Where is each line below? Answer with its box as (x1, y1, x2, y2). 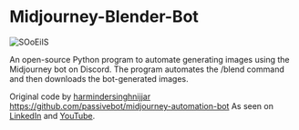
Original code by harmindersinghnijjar (9, 91, 151, 102)
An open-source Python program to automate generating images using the (9, 54, 290, 65)
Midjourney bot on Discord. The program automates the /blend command (9, 64, 284, 75)
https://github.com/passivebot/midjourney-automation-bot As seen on (9, 100, 273, 111)
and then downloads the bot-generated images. (9, 73, 189, 84)
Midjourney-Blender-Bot (9, 6, 199, 27)
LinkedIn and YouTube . (9, 110, 96, 121)
